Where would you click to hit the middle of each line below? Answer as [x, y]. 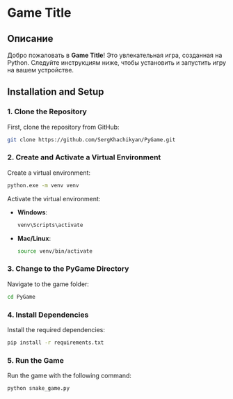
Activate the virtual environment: [54, 198]
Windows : [32, 212]
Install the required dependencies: [56, 329]
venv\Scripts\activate [50, 225]
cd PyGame [22, 297]
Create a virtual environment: [49, 173]
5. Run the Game [35, 360]
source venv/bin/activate [55, 251]
